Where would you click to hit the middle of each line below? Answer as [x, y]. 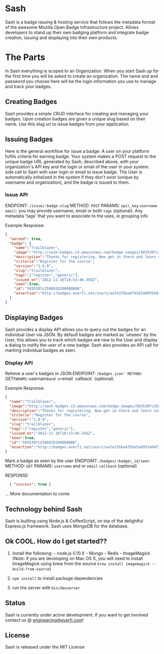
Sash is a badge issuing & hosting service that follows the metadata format [80, 22]
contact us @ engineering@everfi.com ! [44, 620]
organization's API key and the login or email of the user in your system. [77, 167]
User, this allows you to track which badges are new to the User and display [81, 339]
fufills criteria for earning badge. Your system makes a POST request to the [81, 156]
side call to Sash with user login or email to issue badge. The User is [74, 172]
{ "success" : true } [30, 485]
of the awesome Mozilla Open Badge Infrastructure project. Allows [72, 27]
